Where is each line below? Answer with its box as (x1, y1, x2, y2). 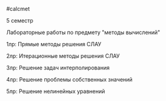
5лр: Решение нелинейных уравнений (6, 88, 105, 95)
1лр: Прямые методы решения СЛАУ (6, 41, 102, 47)
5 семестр (6, 17, 33, 24)
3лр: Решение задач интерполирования (6, 64, 110, 71)
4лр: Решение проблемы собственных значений (6, 76, 133, 83)
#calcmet (6, 5, 30, 12)
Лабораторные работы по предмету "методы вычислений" (6, 29, 161, 36)
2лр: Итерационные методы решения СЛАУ (6, 52, 120, 60)
